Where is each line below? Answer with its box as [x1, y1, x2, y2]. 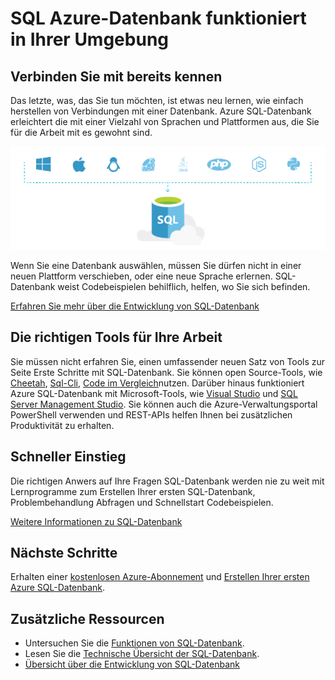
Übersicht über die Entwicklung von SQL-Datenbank [24, 658, 240, 671]
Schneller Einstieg [10, 448, 127, 466]
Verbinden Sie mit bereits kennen [10, 68, 223, 85]
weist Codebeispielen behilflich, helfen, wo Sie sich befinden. [57, 281, 311, 293]
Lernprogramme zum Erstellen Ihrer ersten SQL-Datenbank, [10, 485, 256, 497]
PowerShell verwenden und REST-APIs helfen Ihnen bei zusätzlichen [10, 408, 293, 421]
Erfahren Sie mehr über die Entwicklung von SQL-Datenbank [10, 300, 260, 312]
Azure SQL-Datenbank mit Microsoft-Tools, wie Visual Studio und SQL [10, 387, 298, 399]
